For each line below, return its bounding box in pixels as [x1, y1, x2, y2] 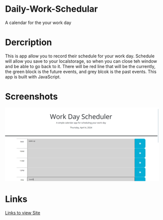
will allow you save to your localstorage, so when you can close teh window [5, 58, 157, 64]
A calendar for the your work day [5, 20, 72, 25]
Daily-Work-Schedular [5, 3, 98, 15]
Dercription [5, 37, 52, 48]
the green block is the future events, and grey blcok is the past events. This [5, 69, 157, 74]
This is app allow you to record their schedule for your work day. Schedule [5, 53, 155, 59]
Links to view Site [5, 210, 41, 216]
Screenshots [5, 91, 58, 102]
